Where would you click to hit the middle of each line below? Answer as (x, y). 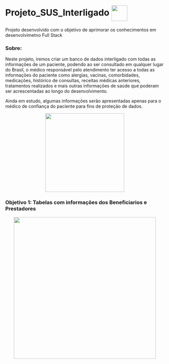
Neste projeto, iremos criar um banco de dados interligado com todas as (80, 59)
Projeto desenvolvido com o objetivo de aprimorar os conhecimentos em (81, 30)
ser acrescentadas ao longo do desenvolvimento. (57, 91)
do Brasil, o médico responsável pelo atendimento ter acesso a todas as (80, 70)
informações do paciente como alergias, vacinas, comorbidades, (73, 75)
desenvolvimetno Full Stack (34, 35)
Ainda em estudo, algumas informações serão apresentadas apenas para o (83, 101)
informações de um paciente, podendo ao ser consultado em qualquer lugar (84, 64)
